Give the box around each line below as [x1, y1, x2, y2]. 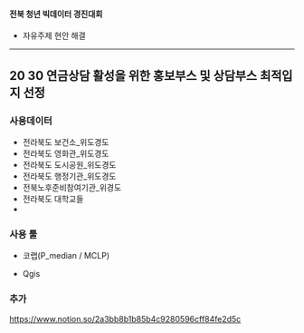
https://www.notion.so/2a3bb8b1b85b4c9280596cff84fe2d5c [9, 314, 242, 325]
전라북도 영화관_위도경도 [22, 148, 109, 159]
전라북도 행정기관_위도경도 [22, 171, 117, 181]
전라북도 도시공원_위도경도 [22, 159, 117, 170]
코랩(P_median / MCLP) [22, 250, 110, 261]
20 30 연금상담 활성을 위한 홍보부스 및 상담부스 [9, 68, 258, 83]
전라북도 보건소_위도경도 [22, 136, 109, 147]
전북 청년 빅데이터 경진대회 [9, 8, 103, 19]
